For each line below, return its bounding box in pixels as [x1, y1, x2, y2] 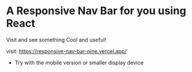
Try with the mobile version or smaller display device [14, 59, 144, 66]
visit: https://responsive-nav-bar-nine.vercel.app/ [6, 47, 127, 54]
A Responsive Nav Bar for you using [6, 4, 187, 18]
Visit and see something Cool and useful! [6, 36, 107, 43]
